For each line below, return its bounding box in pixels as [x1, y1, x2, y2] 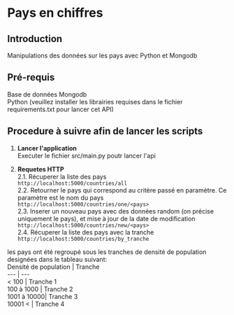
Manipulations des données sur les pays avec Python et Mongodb [7, 51, 198, 59]
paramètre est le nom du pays [17, 193, 104, 202]
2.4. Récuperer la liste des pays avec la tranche [17, 227, 154, 236]
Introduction [7, 33, 63, 45]
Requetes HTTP [17, 164, 64, 173]
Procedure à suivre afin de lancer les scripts [7, 125, 203, 137]
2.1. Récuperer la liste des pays [17, 172, 107, 181]
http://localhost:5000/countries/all [17, 180, 128, 187]
